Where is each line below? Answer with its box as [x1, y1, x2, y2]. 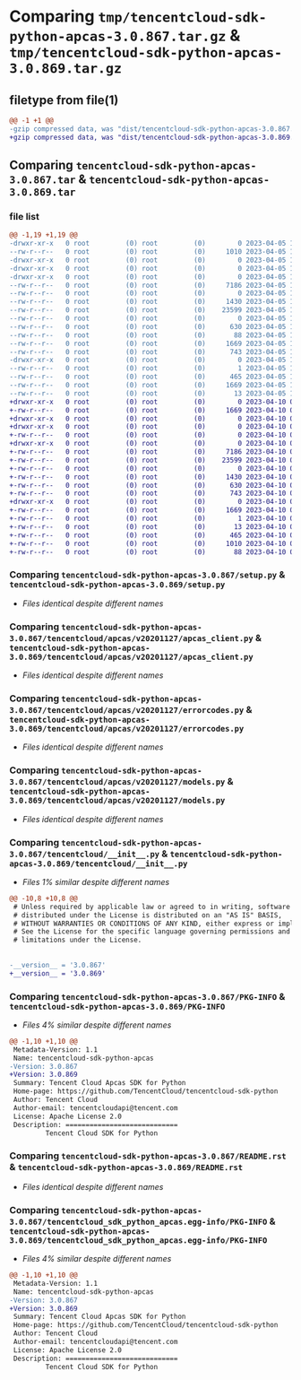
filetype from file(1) [9, 92, 119, 108]
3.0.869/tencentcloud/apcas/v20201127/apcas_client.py [9, 652, 254, 662]
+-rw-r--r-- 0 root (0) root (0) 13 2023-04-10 [9, 522, 287, 531]
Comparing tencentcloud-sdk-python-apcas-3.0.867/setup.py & [9, 568, 286, 581]
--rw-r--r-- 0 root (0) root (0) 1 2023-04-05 [9, 364, 287, 373]
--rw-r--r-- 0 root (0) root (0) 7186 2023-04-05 [9, 281, 287, 290]
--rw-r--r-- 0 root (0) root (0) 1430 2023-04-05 [9, 298, 287, 307]
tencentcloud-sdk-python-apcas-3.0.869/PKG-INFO [9, 1002, 226, 1011]
